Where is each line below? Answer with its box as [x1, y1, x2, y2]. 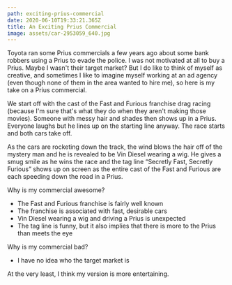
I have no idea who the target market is [17, 256, 130, 265]
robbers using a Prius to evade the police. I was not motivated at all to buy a [7, 57, 225, 65]
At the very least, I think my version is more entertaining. [7, 270, 169, 278]
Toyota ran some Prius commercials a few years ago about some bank [7, 49, 209, 57]
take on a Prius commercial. [7, 86, 87, 94]
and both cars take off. [7, 129, 72, 138]
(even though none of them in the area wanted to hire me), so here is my [7, 78, 215, 87]
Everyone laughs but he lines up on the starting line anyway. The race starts [7, 122, 225, 130]
